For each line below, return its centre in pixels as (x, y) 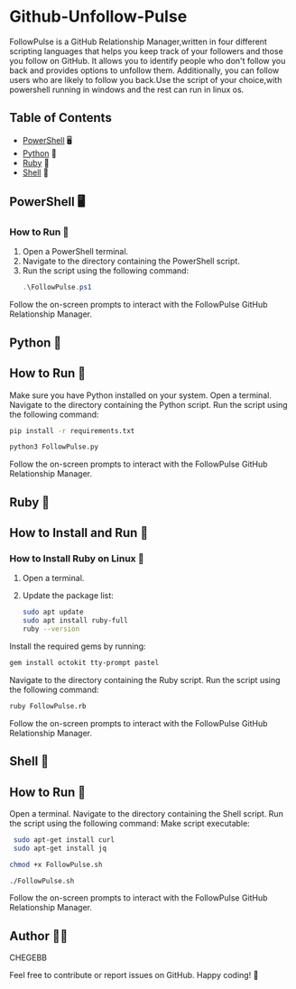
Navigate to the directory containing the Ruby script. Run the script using (145, 679)
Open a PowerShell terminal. (75, 252)
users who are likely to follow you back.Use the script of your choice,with (146, 79)
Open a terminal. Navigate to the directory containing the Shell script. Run (147, 813)
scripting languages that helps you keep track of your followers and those (147, 51)
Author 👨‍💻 (39, 936)
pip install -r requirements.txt (72, 430)
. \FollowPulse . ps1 (57, 287)
